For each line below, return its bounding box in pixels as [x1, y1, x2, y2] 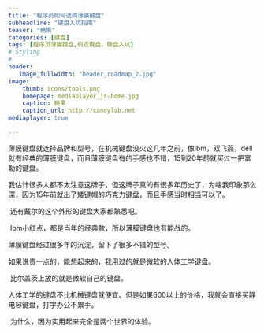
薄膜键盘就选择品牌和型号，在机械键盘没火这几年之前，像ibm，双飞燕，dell [8, 143, 253, 153]
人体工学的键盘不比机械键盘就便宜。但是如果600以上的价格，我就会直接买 [8, 290, 250, 299]
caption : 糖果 [22, 99, 66, 107]
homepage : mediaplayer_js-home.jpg [22, 92, 139, 100]
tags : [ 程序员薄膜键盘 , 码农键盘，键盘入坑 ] [8, 41, 134, 49]
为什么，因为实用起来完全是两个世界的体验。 [9, 316, 155, 326]
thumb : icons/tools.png [22, 84, 101, 93]
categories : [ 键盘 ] [8, 33, 70, 42]
